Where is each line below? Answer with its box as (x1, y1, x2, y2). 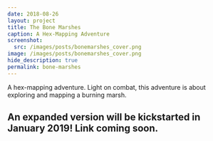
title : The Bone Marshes (7, 23, 81, 31)
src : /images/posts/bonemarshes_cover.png (14, 43, 142, 51)
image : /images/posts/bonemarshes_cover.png (7, 51, 142, 58)
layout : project (7, 17, 56, 24)
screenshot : (7, 37, 43, 44)
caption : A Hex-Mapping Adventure (7, 30, 110, 38)
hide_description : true (7, 57, 78, 64)
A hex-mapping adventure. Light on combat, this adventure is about (7, 83, 207, 91)
